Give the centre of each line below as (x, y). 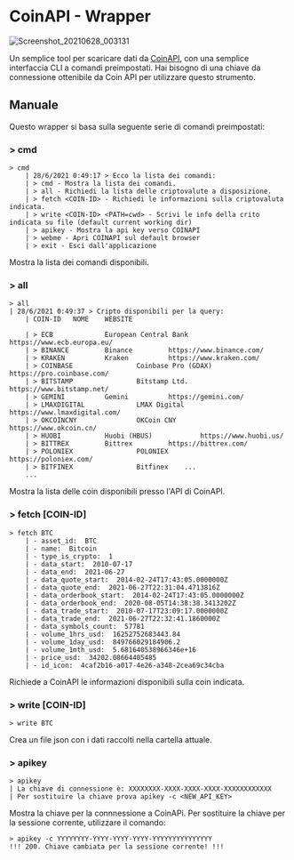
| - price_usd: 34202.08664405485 (91, 657)
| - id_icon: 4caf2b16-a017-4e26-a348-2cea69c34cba (125, 665)
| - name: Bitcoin (61, 549)
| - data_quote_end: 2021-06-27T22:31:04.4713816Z (123, 587)
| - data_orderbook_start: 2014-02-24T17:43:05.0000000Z (135, 595)
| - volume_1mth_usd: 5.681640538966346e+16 (111, 650)
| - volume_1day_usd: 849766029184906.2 (103, 642)
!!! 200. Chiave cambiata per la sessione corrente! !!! (117, 847)
